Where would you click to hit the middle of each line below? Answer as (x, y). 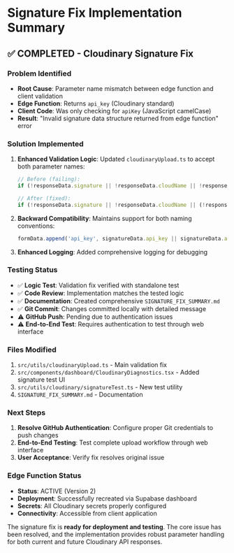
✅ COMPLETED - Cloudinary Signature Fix (101, 53)
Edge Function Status (44, 475)
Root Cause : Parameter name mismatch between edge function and (115, 88)
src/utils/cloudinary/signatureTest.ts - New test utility (100, 387)
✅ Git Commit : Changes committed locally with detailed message (112, 308)
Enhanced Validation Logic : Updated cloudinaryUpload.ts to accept (116, 159)
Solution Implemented (45, 143)
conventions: (36, 226)
